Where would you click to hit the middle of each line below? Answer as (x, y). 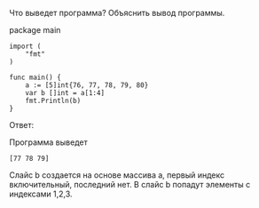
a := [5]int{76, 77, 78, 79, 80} (87, 85)
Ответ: (22, 125)
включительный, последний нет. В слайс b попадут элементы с (130, 184)
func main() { (35, 77)
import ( (25, 46)
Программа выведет (48, 142)
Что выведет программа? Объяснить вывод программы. (117, 13)
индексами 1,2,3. (41, 194)
